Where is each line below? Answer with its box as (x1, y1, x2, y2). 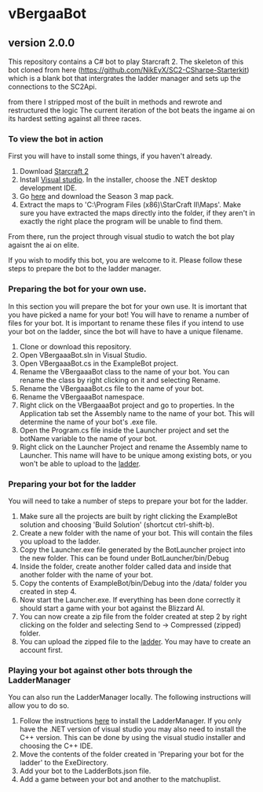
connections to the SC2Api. (8, 82, 97, 91)
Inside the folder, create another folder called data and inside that (19, 562, 232, 571)
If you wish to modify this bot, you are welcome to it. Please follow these (8, 256, 243, 265)
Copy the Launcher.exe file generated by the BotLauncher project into (19, 544, 246, 554)
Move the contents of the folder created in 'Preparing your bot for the (19, 750, 245, 759)
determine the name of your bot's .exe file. (19, 417, 158, 426)
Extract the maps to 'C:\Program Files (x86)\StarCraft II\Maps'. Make (19, 200, 242, 209)
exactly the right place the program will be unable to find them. (19, 217, 224, 227)
